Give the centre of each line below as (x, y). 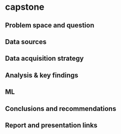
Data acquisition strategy (45, 59)
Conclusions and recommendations (61, 109)
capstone (25, 7)
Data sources (26, 41)
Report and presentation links (51, 125)
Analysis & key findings (42, 75)
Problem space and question (50, 25)
